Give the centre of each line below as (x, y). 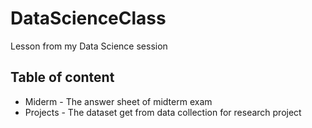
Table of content (62, 77)
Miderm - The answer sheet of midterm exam (118, 101)
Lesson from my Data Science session (89, 46)
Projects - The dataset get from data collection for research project (163, 112)
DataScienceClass (88, 18)
